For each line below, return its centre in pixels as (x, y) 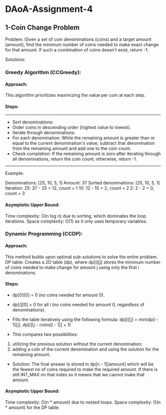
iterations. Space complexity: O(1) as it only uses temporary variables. (76, 221)
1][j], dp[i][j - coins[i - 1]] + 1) (41, 325)
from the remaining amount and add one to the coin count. (72, 148)
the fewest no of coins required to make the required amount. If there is (85, 369)
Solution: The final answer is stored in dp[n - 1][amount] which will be (83, 364)
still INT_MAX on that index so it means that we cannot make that (78, 374)
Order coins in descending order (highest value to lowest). (72, 127)
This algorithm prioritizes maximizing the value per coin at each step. (75, 95)
